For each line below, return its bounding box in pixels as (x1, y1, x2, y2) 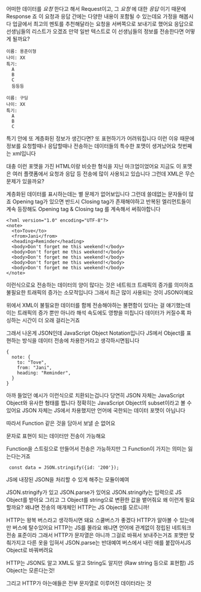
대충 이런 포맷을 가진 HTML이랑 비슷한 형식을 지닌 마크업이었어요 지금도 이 (6, 163, 181, 169)
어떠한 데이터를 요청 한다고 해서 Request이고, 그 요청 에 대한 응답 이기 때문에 (6, 5, 186, 12)
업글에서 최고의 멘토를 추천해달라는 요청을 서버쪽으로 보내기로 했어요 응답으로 (12, 20, 194, 27)
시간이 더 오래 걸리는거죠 (22, 317, 80, 323)
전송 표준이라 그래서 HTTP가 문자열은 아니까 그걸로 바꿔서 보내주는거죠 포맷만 (6, 531, 189, 539)
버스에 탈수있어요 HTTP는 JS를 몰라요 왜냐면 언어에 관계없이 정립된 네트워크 (12, 524, 192, 531)
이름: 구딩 (6, 95, 29, 101)
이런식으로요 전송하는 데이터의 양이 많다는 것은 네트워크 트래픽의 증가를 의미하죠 (6, 281, 194, 288)
